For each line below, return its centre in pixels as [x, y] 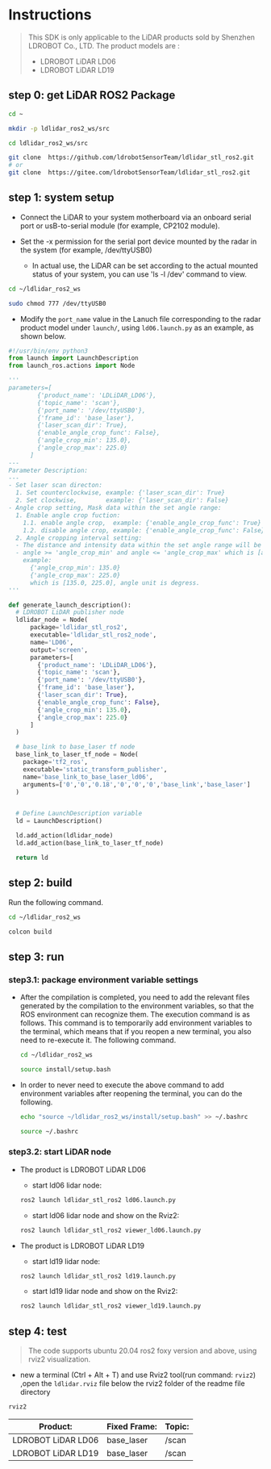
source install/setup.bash [65, 1069]
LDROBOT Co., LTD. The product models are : [104, 45]
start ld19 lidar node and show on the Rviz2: [105, 1292]
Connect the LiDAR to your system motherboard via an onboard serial [135, 217]
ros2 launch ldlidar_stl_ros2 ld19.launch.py [98, 1276]
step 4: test [38, 1331]
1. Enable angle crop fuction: [68, 515]
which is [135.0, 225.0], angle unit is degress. [115, 582]
